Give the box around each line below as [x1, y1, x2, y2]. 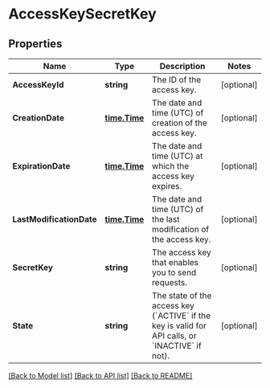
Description [159, 61, 206, 71]
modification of [151, 224, 210, 235]
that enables [151, 257, 199, 268]
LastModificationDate [12, 214, 98, 225]
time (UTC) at [151, 150, 203, 161]
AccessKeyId [12, 80, 64, 90]
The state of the [151, 290, 212, 301]
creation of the [151, 117, 207, 129]
